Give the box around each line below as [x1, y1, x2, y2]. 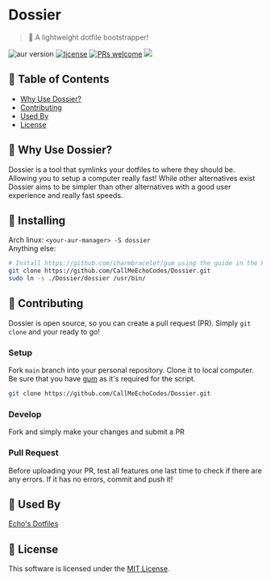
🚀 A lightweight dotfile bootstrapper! [27, 32, 149, 42]
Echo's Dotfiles [8, 519, 59, 528]
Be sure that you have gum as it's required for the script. [8, 374, 196, 384]
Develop [8, 408, 42, 419]
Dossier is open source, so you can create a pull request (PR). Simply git [8, 318, 252, 328]
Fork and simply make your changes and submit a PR [8, 427, 186, 437]
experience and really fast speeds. [8, 190, 123, 200]
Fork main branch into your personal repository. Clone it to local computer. [8, 365, 254, 375]
